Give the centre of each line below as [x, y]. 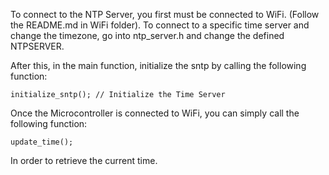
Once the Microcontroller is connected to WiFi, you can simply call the [155, 113]
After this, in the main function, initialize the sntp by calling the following [158, 65]
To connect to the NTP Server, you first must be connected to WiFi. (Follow [165, 14]
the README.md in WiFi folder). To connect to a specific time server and [160, 25]
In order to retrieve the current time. [84, 160]
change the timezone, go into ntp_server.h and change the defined [147, 35]
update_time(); [42, 142]
